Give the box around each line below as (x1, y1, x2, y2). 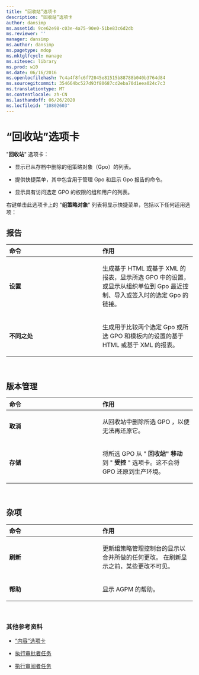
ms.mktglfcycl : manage (6, 53, 62, 59)
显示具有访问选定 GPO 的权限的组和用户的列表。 (14, 188, 133, 196)
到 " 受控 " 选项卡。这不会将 (102, 459, 180, 467)
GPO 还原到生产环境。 (102, 468, 165, 476)
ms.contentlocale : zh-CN (6, 92, 68, 97)
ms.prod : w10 (6, 64, 38, 70)
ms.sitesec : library (6, 58, 57, 64)
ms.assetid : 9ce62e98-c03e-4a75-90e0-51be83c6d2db (6, 25, 134, 31)
